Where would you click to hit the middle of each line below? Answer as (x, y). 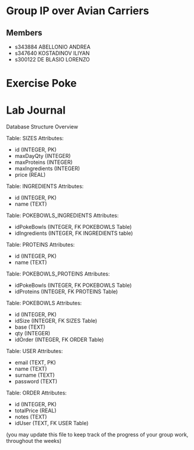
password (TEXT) (36, 381)
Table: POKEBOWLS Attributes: (44, 303)
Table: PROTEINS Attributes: (41, 245)
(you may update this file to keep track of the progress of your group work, (97, 435)
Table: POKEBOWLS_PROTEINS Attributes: (58, 274)
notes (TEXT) (31, 417)
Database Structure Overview (42, 127)
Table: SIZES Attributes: (35, 138)
